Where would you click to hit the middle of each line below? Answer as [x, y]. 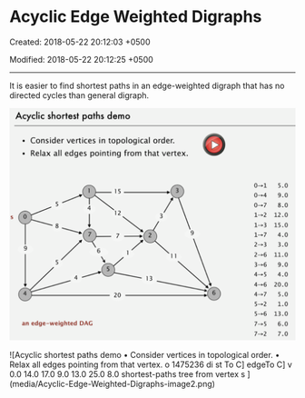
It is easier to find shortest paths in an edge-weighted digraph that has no [147, 85]
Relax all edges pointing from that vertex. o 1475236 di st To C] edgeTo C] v [151, 364]
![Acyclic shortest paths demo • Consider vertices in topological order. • [145, 354]
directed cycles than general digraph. [79, 95]
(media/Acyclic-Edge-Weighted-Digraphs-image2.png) [113, 383]
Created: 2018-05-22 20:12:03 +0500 [80, 42]
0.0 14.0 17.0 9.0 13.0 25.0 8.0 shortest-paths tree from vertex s [128, 373]
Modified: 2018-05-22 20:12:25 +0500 [82, 59]
